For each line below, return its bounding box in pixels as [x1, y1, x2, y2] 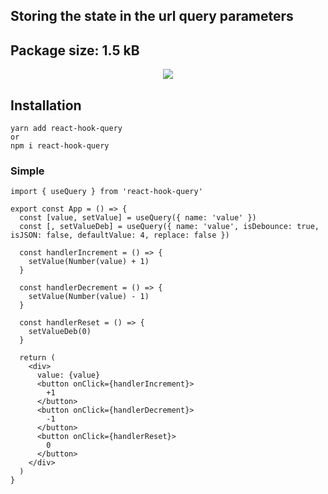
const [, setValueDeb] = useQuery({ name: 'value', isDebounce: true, [19, 222, 320, 232]
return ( [19, 353, 56, 363]
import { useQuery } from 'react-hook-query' [10, 187, 203, 197]
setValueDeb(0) [28, 327, 92, 337]
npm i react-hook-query [10, 141, 110, 151]
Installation [10, 97, 82, 114]
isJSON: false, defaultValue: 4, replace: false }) [10, 230, 230, 241]
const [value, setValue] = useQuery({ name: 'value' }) [19, 213, 257, 223]
